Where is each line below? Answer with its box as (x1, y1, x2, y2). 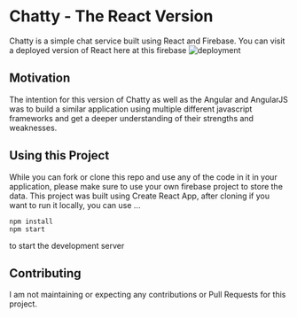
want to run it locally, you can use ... (9, 199, 141, 210)
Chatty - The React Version (9, 6, 214, 27)
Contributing (9, 266, 82, 281)
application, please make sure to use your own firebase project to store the (9, 181, 284, 191)
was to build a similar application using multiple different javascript (9, 104, 253, 114)
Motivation (9, 71, 71, 86)
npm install (9, 217, 53, 226)
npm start (9, 224, 46, 234)
